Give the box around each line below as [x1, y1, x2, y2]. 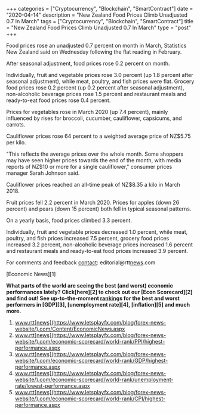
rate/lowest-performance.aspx [14, 382, 91, 390]
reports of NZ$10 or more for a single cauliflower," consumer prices [6, 163, 173, 170]
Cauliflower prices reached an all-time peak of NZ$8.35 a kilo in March [6, 181, 181, 188]
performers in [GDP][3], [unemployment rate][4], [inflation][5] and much [6, 301, 190, 308]
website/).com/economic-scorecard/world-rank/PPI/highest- [14, 338, 165, 345]
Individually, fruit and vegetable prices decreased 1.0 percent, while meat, [6, 228, 188, 235]
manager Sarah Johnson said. [6, 169, 80, 177]
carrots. [6, 121, 26, 128]
